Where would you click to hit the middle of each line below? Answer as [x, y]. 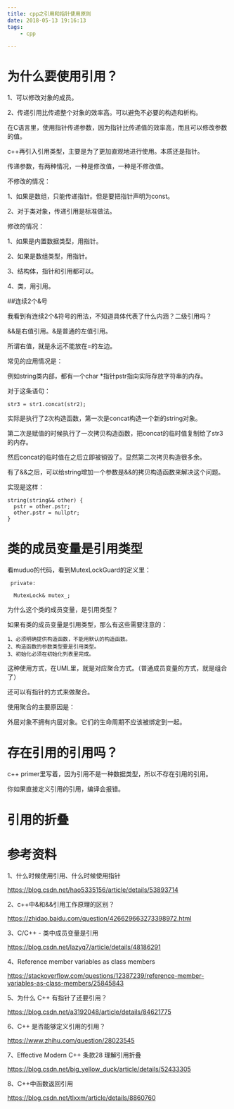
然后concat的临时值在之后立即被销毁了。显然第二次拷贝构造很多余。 [106, 457]
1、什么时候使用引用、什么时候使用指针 [64, 876]
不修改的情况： [29, 181]
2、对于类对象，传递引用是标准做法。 [61, 212]
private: [23, 583]
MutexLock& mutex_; [42, 596]
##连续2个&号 [27, 301]
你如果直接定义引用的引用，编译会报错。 [66, 789]
